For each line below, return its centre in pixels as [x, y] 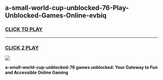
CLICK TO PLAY [24, 30]
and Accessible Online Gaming [37, 72]
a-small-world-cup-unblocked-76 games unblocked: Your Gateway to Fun [81, 67]
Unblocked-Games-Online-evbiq [56, 16]
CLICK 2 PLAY [22, 48]
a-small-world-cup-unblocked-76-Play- [67, 8]
